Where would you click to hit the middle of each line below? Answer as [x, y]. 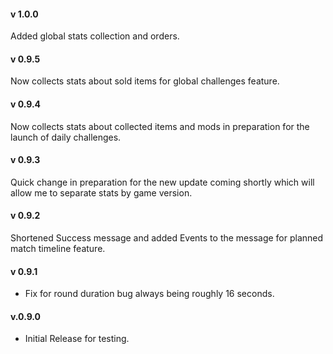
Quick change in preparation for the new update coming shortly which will [162, 182]
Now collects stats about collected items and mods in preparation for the [160, 126]
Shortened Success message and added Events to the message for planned [167, 238]
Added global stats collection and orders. [95, 36]
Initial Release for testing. [77, 339]
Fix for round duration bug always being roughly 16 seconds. [149, 294]
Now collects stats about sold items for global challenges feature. [145, 81]
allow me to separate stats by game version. [101, 192]
